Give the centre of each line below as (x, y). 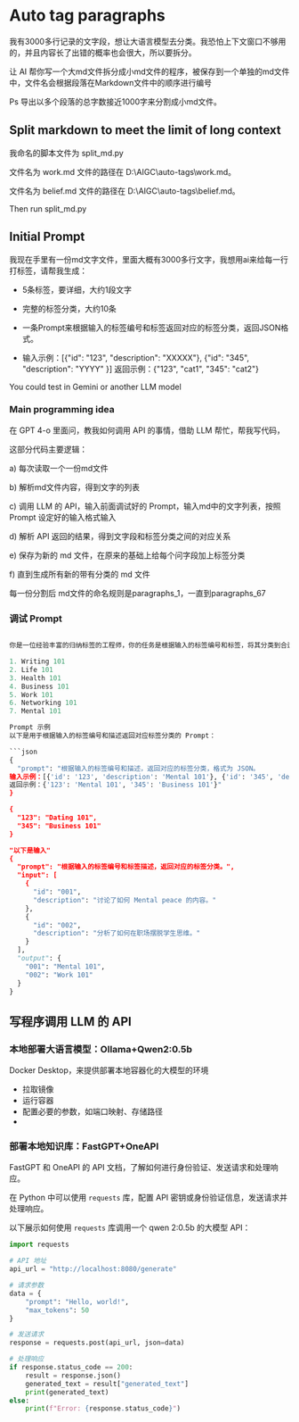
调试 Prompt (36, 619)
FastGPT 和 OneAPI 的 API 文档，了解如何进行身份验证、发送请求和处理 (140, 1168)
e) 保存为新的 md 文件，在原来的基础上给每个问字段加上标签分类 (127, 555)
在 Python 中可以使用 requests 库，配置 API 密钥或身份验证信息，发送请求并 (148, 1198)
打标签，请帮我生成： (48, 270)
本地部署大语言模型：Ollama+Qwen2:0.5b (101, 1049)
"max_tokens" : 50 (57, 1310)
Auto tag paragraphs (88, 16)
